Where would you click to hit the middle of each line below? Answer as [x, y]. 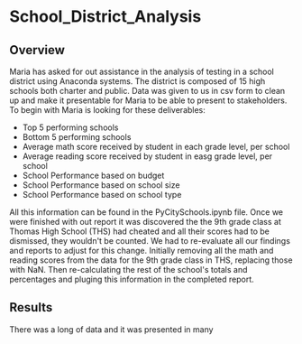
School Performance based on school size [101, 185]
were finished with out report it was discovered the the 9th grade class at [145, 222]
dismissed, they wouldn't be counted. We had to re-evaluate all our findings [150, 241]
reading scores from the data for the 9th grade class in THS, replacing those [151, 260]
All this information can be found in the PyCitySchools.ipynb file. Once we [146, 212]
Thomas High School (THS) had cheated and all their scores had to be [140, 231]
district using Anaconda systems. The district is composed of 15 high [137, 81]
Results [31, 307]
